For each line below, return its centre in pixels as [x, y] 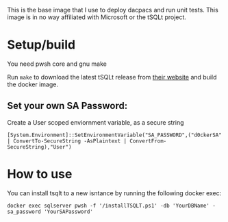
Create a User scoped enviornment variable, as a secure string [96, 122]
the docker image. [33, 84]
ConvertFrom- [148, 141]
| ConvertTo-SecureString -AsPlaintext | [67, 141]
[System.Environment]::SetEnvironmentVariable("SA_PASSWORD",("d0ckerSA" [115, 135]
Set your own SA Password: [67, 106]
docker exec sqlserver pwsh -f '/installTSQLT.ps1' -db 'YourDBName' [109, 206]
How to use [40, 174]
